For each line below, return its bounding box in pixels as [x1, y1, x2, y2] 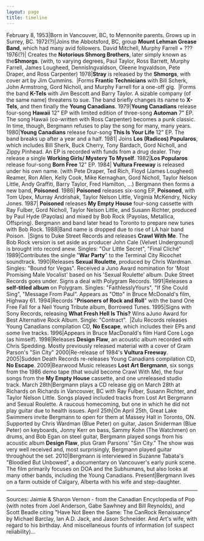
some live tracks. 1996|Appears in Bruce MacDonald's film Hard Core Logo [6, 329, 194, 336]
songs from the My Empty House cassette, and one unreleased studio [6, 374, 183, 381]
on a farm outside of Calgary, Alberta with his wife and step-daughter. [6, 478, 181, 485]
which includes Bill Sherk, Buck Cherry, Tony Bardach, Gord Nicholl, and [6, 141, 187, 149]
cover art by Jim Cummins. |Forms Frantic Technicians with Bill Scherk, [6, 77, 188, 84]
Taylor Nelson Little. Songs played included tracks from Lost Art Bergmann [6, 394, 193, 401]
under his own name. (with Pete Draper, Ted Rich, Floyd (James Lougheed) [6, 167, 194, 174]
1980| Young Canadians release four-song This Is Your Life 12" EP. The [6, 129, 185, 136]
